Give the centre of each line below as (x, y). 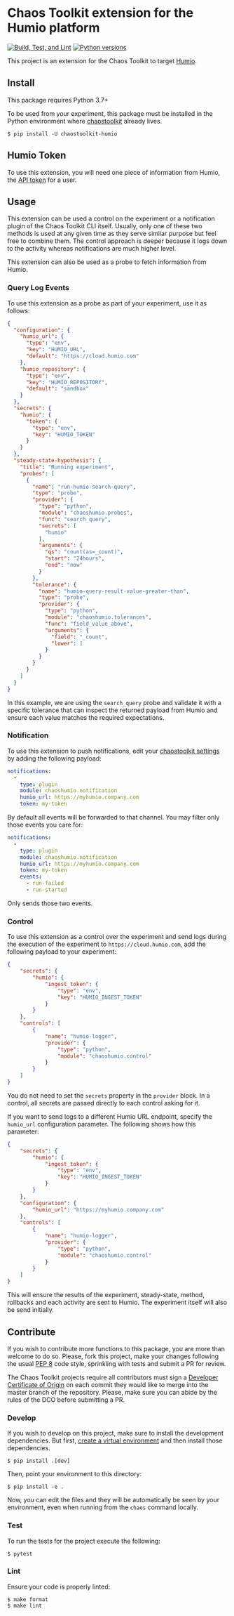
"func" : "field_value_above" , (89, 624)
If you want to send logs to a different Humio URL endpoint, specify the (110, 1116)
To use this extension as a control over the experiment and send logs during (117, 937)
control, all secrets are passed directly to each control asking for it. (104, 1103)
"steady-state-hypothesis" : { (57, 461)
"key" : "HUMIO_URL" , (56, 350)
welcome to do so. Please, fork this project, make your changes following (113, 1356)
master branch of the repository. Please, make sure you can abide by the (112, 1392)
